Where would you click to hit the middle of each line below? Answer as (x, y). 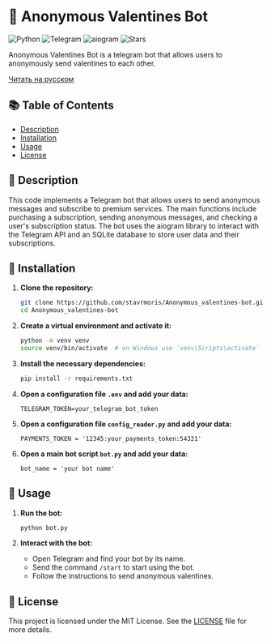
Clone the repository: (57, 288)
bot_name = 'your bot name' (67, 468)
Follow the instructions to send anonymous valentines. (123, 576)
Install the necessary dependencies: (83, 363)
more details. (30, 630)
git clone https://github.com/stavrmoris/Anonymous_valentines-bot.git (143, 303)
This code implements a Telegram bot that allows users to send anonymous (134, 200)
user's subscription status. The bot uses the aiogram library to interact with (134, 225)
